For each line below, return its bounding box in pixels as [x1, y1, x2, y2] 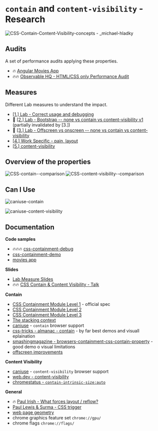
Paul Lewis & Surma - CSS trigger [12, 404, 82, 410]
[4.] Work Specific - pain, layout [12, 138, 78, 144]
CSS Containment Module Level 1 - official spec [12, 301, 111, 307]
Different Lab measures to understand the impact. [5, 101, 108, 108]
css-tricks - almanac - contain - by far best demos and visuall [12, 328, 140, 333]
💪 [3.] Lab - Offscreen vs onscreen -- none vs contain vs [12, 127, 130, 133]
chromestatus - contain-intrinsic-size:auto [12, 379, 106, 385]
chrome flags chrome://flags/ [12, 420, 75, 426]
